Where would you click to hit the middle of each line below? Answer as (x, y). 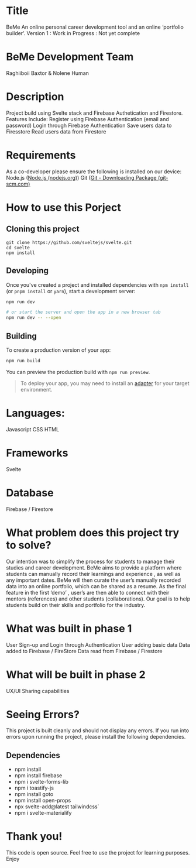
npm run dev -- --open (34, 318)
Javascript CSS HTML (33, 429)
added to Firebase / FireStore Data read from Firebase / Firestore (84, 651)
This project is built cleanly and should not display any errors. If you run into (97, 730)
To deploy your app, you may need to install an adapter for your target (105, 383)
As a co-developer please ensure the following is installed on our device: (94, 171)
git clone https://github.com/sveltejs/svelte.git (69, 242)
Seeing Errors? (43, 714)
